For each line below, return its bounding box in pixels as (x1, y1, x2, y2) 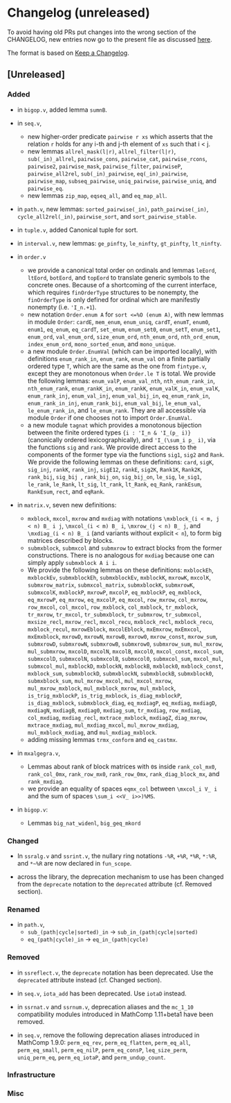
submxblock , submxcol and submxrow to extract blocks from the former (27, 544, 223, 552)
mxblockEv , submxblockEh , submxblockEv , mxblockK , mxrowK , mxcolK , (27, 573, 211, 581)
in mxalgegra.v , (17, 748, 61, 757)
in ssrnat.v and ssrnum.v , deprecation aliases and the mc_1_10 (17, 1002, 194, 1011)
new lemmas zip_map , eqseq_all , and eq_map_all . (27, 191, 167, 199)
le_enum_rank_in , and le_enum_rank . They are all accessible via (27, 406, 206, 414)
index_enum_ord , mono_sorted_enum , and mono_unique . (27, 339, 176, 348)
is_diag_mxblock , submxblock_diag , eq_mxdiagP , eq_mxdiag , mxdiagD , (27, 698, 217, 707)
